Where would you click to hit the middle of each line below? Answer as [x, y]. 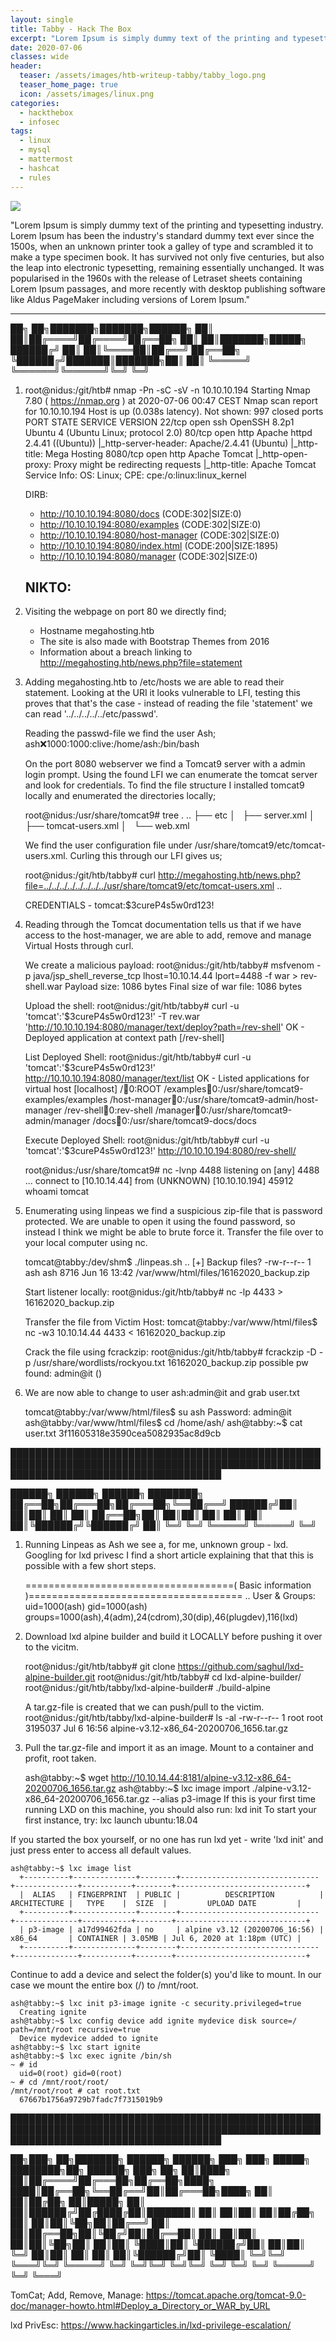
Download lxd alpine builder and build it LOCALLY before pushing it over [173, 1637]
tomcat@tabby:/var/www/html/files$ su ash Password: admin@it [158, 1412]
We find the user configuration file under [108, 845]
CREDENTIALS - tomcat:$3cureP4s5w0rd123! [119, 905]
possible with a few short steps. [90, 1566]
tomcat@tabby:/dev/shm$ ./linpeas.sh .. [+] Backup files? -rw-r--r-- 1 [168, 1262]
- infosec [39, 122]
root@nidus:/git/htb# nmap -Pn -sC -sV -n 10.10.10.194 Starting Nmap [167, 390]
